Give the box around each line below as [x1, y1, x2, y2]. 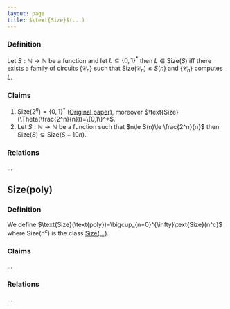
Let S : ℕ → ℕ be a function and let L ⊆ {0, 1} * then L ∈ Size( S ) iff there [7, 55, 212, 65]
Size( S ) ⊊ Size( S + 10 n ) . [17, 131, 87, 139]
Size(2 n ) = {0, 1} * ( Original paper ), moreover [17, 106, 143, 116]
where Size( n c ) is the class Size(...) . [7, 228, 109, 237]
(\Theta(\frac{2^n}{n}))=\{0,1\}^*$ [17, 115, 114, 124]
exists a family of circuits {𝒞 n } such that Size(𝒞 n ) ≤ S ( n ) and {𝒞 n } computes [7, 64, 223, 74]
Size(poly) [7, 183, 53, 195]
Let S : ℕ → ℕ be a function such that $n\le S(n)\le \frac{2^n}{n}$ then [17, 123, 220, 131]
